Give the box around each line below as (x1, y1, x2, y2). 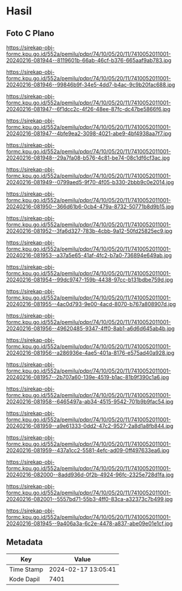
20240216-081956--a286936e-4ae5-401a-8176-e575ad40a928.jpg (6, 349, 175, 356)
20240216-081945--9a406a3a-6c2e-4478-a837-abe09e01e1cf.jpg (6, 520, 173, 527)
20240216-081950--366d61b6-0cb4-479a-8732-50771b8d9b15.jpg (6, 203, 174, 210)
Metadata (6, 537, 43, 547)
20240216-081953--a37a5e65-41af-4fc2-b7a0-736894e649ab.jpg (6, 252, 172, 259)
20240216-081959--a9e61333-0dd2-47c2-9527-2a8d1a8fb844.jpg (6, 422, 174, 430)
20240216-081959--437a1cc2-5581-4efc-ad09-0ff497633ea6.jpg (6, 447, 169, 454)
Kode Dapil (9, 575, 40, 583)
